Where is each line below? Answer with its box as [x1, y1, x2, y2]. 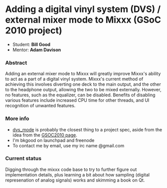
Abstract [5, 59, 28, 66]
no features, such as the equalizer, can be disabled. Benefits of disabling [5, 92, 155, 98]
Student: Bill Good [12, 41, 51, 47]
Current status [5, 155, 42, 162]
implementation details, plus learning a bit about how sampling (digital [5, 171, 150, 177]
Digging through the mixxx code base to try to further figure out [5, 166, 137, 172]
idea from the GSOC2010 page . [12, 132, 78, 138]
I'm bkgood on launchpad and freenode [12, 137, 95, 143]
